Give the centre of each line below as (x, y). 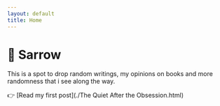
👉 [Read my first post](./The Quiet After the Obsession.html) (96, 96)
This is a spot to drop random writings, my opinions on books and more (110, 74)
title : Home (25, 20)
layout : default (31, 14)
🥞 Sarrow (34, 55)
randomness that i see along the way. (61, 82)
